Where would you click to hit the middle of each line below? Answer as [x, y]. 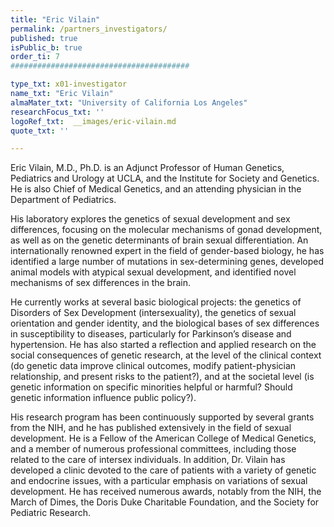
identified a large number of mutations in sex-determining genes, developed [167, 262]
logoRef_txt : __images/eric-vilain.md [93, 121]
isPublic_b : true [46, 47]
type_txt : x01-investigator [69, 84]
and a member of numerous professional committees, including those [153, 449]
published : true [44, 38]
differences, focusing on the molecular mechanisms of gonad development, [166, 230]
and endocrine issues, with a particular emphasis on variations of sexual [159, 481]
